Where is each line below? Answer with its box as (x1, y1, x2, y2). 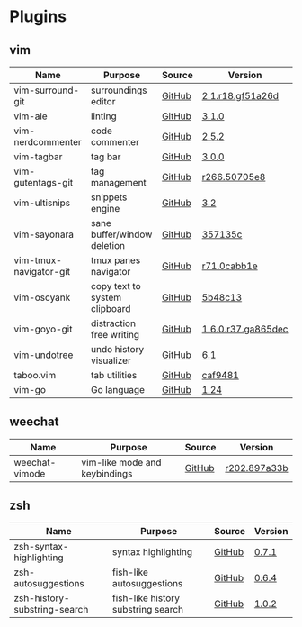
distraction (90, 317, 137, 330)
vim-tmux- (13, 254, 63, 267)
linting (90, 110, 117, 123)
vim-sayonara (13, 228, 75, 241)
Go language (90, 384, 146, 395)
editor (90, 95, 116, 107)
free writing (90, 329, 140, 341)
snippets (90, 191, 128, 204)
